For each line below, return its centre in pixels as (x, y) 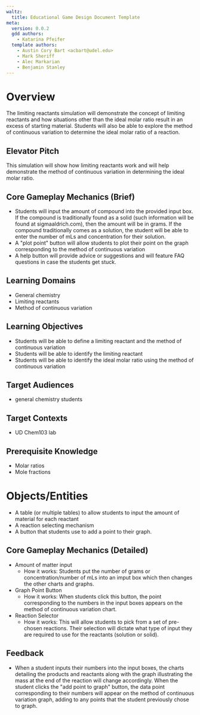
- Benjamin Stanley (41, 67)
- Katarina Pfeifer (41, 39)
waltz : (14, 12)
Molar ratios (30, 466)
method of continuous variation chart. (70, 609)
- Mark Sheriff (36, 56)
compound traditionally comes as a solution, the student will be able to (102, 230)
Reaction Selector (37, 615)
